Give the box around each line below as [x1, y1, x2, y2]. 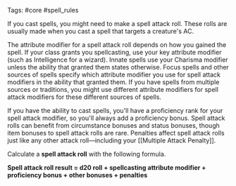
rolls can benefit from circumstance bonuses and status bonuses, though [7, 121, 221, 129]
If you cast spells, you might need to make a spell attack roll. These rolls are [7, 20, 228, 27]
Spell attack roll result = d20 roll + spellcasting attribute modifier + [7, 164, 206, 171]
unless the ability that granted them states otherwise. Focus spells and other [7, 63, 229, 71]
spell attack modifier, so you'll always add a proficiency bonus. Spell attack [7, 114, 225, 122]
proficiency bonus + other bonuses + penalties [7, 171, 148, 179]
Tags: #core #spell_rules [7, 6, 79, 14]
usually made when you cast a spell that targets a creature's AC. [7, 27, 194, 35]
